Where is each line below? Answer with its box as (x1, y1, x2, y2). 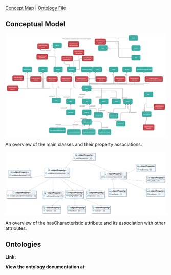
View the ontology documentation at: (5, 264, 86, 270)
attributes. (5, 225, 27, 231)
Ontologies (5, 240, 41, 249)
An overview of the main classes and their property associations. (5, 141, 142, 147)
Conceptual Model (5, 19, 66, 28)
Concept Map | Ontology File (5, 5, 66, 11)
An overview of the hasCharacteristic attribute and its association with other (5, 220, 166, 226)
